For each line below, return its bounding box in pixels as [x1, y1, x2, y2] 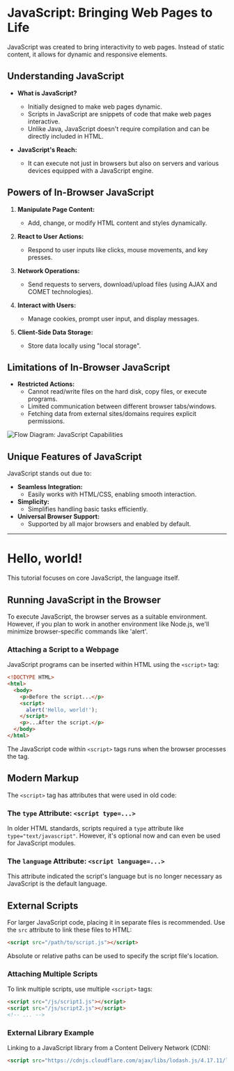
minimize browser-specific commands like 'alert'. [7, 627, 148, 635]
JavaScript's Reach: [17, 145, 78, 154]
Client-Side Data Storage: [17, 328, 93, 336]
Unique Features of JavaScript [7, 451, 142, 463]
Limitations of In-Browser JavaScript [7, 361, 171, 373]
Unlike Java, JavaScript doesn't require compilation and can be [27, 124, 210, 133]
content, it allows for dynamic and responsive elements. [7, 50, 168, 59]
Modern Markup [7, 772, 79, 785]
